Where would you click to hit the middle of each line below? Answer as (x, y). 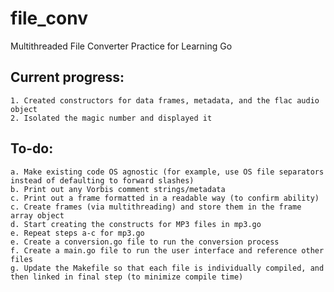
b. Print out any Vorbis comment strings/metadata (118, 189)
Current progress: (67, 77)
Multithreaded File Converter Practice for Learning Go (121, 46)
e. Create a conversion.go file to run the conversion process (145, 242)
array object (37, 215)
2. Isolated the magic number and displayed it (111, 118)
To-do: (32, 148)
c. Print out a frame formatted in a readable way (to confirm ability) (165, 198)
